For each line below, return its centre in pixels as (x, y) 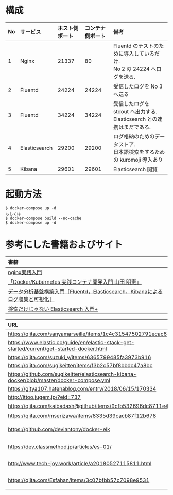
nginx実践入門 (25, 272)
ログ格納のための (134, 136)
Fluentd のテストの (136, 46)
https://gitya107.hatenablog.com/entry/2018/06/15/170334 (82, 388)
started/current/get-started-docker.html (57, 349)
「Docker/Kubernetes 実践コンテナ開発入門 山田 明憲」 (75, 282)
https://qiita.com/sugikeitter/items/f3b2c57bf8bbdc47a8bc (80, 365)
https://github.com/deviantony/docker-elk (59, 429)
